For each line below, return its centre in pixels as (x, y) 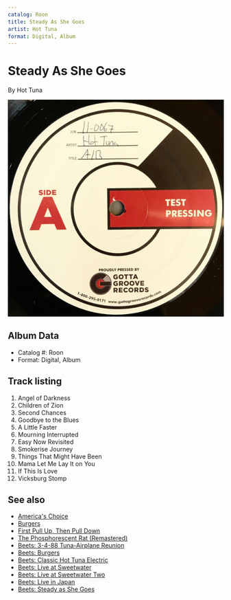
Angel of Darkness (44, 398)
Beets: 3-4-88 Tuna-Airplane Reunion (71, 546)
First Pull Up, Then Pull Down (59, 531)
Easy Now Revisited (46, 442)
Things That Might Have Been (60, 456)
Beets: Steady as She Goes (56, 589)
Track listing (35, 381)
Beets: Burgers (39, 553)
